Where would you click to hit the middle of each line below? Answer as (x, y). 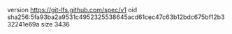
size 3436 (55, 24)
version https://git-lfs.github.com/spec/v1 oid (72, 10)
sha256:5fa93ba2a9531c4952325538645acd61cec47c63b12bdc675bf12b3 (116, 17)
